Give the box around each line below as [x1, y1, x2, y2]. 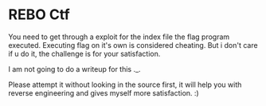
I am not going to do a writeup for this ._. [8, 64, 141, 73]
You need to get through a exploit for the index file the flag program [8, 32, 230, 41]
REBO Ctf [8, 6, 70, 24]
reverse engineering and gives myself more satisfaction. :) [8, 88, 199, 97]
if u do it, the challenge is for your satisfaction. [8, 49, 161, 58]
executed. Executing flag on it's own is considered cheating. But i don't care [8, 40, 258, 49]
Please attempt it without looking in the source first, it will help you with [8, 80, 242, 89]
